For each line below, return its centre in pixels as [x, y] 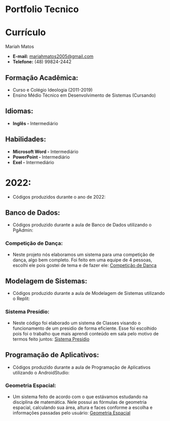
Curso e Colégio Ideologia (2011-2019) [53, 90]
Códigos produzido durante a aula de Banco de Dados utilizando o [82, 225]
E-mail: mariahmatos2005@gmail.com [53, 56]
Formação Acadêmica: [42, 78]
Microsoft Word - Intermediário [45, 151]
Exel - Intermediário [33, 162]
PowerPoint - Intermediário [41, 157]
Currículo [26, 33]
